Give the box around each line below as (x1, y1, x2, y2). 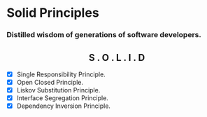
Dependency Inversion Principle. (16, 102, 111, 110)
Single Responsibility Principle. (16, 70, 106, 78)
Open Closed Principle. (16, 78, 84, 86)
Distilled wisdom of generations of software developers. (6, 30, 202, 40)
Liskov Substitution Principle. (16, 86, 101, 95)
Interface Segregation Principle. (16, 94, 109, 102)
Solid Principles (6, 5, 99, 21)
